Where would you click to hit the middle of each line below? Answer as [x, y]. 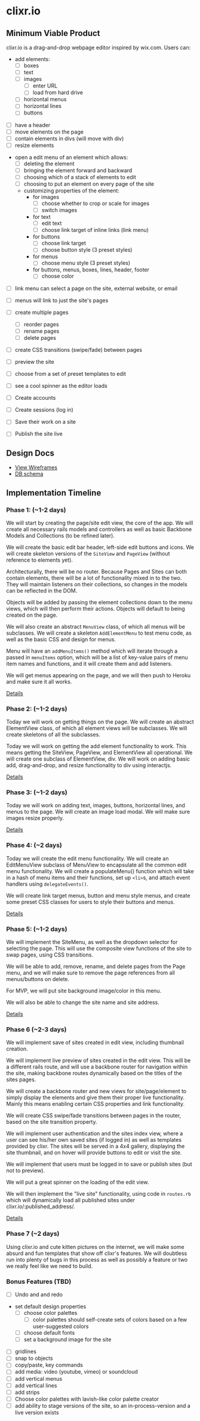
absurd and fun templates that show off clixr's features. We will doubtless [97, 1253]
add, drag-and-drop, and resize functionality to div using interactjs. [89, 765]
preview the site [35, 361]
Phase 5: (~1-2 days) [37, 929]
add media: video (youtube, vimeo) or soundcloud [76, 1372]
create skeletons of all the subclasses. [53, 735]
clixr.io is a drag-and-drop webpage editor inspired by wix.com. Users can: [99, 47]
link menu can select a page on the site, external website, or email [96, 288]
